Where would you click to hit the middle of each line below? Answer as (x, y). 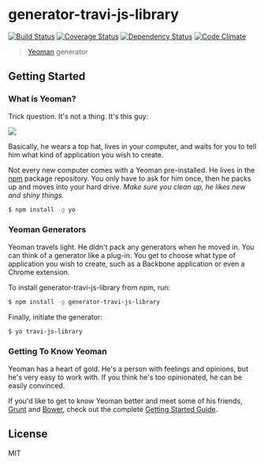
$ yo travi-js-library (45, 331)
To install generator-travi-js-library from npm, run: (89, 287)
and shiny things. (36, 195)
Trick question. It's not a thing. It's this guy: (78, 116)
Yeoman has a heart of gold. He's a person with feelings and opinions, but (128, 369)
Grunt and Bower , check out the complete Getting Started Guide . (113, 409)
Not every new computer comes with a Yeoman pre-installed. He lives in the (132, 170)
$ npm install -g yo (42, 210)
